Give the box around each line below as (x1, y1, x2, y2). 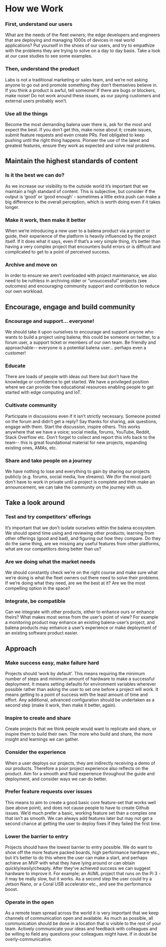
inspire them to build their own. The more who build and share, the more (5, 731, 153, 737)
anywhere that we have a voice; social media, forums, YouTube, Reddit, (5, 429, 151, 435)
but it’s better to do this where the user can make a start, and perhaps (5, 855, 148, 861)
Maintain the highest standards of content (5, 157, 138, 165)
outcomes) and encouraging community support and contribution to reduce (5, 283, 160, 289)
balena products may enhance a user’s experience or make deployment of (5, 625, 157, 631)
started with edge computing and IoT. (5, 389, 82, 395)
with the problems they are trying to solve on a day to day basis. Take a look (5, 48, 161, 54)
